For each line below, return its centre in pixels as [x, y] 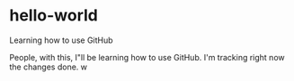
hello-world [54, 16]
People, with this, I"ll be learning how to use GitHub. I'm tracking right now [147, 57]
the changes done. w [49, 67]
